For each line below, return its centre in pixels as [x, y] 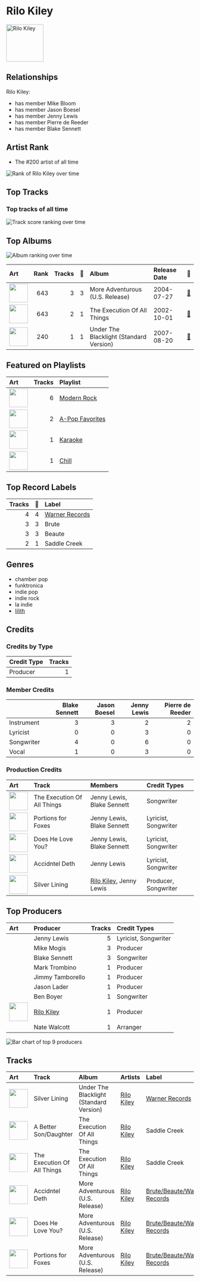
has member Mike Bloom [45, 103]
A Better [45, 1127]
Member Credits [30, 690]
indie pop [26, 592]
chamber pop [31, 579]
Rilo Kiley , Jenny [113, 881]
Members [104, 785]
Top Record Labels [41, 488]
